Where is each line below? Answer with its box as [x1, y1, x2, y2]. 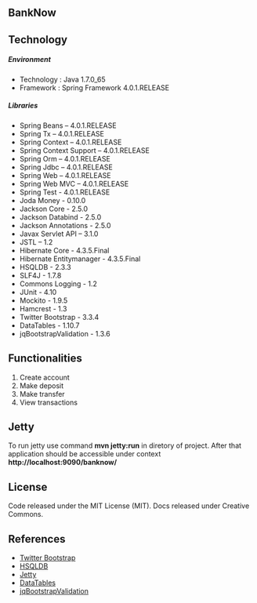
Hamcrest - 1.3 [19, 303, 67, 313]
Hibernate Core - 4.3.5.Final [19, 245, 110, 255]
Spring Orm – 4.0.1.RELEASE [19, 154, 111, 163]
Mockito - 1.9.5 [19, 296, 68, 305]
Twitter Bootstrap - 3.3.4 [19, 312, 100, 321]
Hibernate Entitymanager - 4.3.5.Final [19, 254, 141, 263]
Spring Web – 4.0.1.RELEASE [19, 170, 111, 180]
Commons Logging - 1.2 [19, 278, 98, 289]
